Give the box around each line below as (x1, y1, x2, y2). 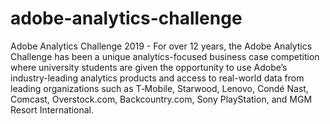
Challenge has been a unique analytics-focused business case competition (10, 50, 320, 62)
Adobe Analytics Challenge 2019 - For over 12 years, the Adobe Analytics (10, 40, 313, 52)
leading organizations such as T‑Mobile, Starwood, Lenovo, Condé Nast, (10, 82, 309, 94)
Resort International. (10, 103, 94, 116)
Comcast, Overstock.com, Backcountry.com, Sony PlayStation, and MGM (10, 93, 313, 105)
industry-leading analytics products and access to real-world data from (10, 72, 305, 84)
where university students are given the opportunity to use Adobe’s (10, 61, 288, 73)
